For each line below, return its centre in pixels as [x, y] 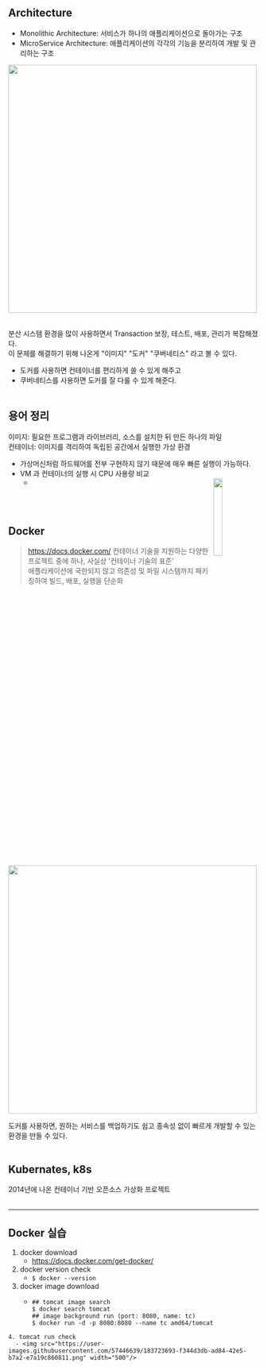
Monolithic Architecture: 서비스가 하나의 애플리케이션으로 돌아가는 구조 [131, 33]
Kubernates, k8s [50, 1169]
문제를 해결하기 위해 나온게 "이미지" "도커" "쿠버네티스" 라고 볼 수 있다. [126, 353]
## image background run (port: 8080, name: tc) [114, 1316]
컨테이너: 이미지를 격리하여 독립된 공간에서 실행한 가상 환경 [99, 446]
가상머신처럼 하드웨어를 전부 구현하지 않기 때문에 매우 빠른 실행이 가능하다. [135, 463]
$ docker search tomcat [71, 1310]
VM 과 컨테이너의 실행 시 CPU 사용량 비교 [84, 473]
